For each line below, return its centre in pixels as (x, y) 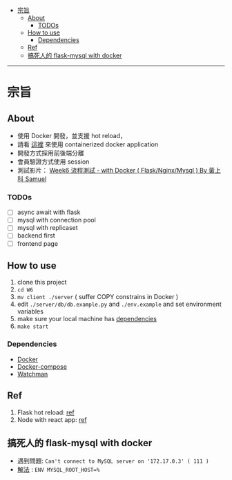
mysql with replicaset (47, 228)
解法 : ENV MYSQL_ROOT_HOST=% (58, 470)
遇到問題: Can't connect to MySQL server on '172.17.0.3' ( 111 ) (113, 461)
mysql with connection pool (57, 220)
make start (33, 327)
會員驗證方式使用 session (53, 162)
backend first (36, 236)
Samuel (36, 179)
